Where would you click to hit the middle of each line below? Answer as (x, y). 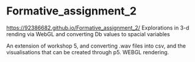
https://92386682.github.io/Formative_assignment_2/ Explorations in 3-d (98, 28)
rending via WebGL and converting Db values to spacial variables (88, 34)
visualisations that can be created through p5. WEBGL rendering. (88, 52)
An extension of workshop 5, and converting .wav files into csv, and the (96, 46)
